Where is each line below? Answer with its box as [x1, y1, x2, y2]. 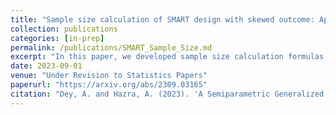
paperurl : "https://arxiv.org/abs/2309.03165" [10, 80, 208, 90]
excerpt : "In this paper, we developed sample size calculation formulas [10, 52, 325, 62]
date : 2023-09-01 [10, 61, 83, 71]
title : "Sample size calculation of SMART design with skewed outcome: [10, 14, 315, 25]
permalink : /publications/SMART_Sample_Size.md [10, 42, 213, 53]
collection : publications [10, 24, 118, 34]
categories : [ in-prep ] [10, 33, 105, 43]
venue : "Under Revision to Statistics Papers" [10, 71, 208, 81]
